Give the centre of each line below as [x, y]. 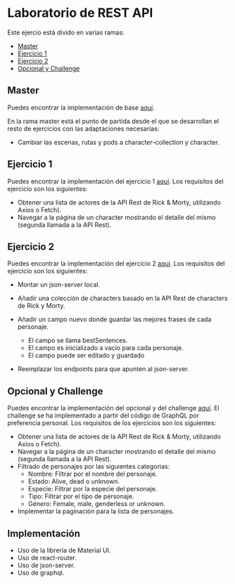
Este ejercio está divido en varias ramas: [66, 32]
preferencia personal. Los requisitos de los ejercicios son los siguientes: [112, 423]
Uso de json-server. [46, 565]
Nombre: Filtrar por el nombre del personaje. [93, 474]
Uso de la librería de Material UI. [64, 550]
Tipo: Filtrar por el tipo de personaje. [81, 496]
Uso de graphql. [41, 573]
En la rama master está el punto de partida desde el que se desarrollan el [113, 121]
